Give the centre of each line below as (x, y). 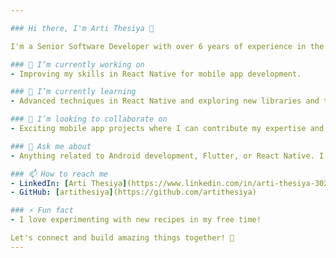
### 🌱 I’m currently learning (73, 92)
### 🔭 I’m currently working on (77, 64)
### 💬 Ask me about (51, 146)
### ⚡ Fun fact (42, 211)
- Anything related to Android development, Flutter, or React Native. (162, 156)
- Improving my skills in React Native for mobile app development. (156, 74)
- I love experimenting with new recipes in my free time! (136, 220)
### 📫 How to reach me (59, 174)
